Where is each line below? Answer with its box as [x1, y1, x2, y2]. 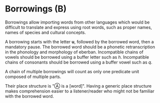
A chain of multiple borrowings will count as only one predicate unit [5, 68, 139, 74]
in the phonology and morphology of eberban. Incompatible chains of [5, 49, 144, 55]
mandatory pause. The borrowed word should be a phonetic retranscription [5, 44, 156, 50]
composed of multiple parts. [5, 74, 61, 79]
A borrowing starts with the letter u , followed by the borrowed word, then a [5, 39, 154, 44]
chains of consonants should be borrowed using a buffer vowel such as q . [5, 59, 153, 65]
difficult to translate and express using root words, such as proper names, [5, 24, 152, 30]
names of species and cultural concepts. [5, 29, 86, 35]
